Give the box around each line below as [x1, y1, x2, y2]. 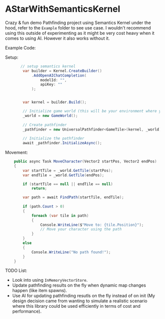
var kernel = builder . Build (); [23, 100, 87, 105]
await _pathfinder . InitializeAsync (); [23, 141, 102, 146]
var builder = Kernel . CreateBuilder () [23, 68, 102, 73]
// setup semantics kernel [20, 64, 76, 69]
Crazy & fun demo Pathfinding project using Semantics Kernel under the [5, 20, 151, 26]
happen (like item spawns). [12, 288, 67, 293]
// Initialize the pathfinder [23, 136, 84, 141]
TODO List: [5, 267, 27, 273]
